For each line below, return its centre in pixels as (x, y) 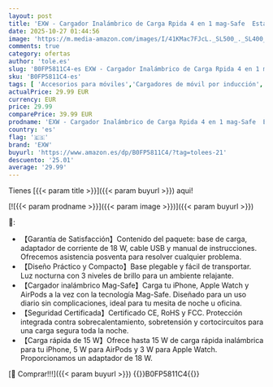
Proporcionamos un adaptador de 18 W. (86, 358)
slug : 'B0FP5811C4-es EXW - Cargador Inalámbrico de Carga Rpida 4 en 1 (134, 69)
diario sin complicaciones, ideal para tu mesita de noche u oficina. (131, 303)
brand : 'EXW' (30, 145)
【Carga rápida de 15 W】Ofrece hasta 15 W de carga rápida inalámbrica (142, 341)
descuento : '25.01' (41, 160)
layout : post (30, 16)
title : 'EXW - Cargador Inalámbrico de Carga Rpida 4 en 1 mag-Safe (127, 24)
